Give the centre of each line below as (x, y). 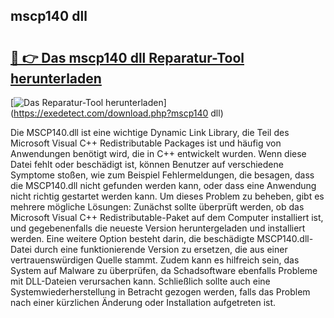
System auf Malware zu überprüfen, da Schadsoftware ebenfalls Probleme (164, 270)
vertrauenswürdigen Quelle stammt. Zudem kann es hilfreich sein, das (155, 260)
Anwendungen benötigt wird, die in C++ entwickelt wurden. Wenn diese (158, 153)
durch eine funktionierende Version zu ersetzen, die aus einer (160, 249)
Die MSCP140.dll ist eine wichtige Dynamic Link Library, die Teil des (150, 132)
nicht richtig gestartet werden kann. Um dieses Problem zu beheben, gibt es (167, 196)
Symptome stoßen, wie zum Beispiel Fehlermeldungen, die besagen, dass (162, 175)
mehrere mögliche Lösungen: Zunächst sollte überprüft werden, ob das (157, 207)
